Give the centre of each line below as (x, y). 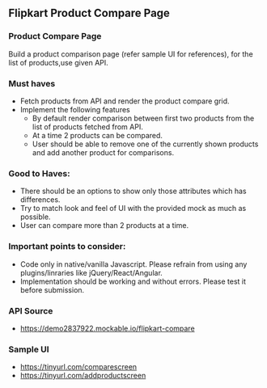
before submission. (52, 289)
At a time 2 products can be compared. (97, 135)
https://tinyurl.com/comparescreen (78, 367)
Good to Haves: (39, 173)
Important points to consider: (67, 247)
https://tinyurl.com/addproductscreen (83, 376)
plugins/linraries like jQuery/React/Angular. (91, 272)
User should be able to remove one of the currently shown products (145, 144)
